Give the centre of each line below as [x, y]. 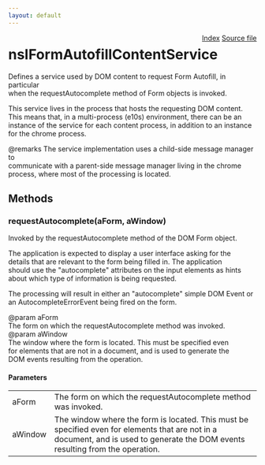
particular [24, 84]
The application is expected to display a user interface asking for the [119, 254]
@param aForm [34, 318]
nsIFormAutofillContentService [113, 54]
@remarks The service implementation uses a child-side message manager [131, 149]
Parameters [28, 377]
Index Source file [230, 38]
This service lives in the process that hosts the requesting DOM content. [125, 108]
